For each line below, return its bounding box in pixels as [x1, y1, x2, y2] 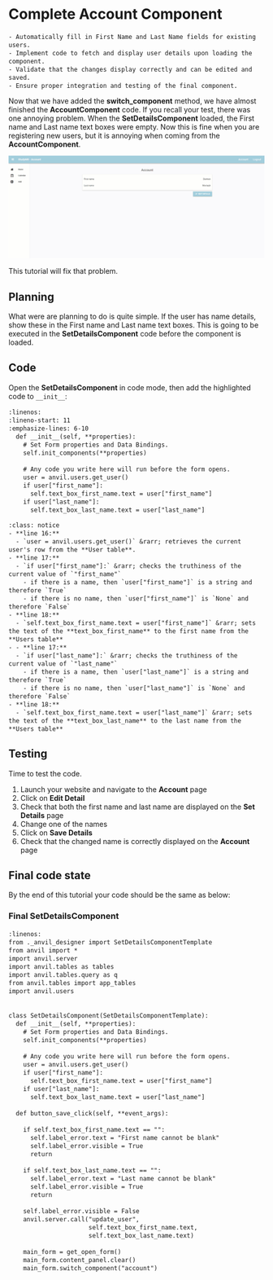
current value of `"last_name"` [8, 659, 118, 668]
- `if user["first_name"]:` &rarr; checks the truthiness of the [15, 561, 242, 570]
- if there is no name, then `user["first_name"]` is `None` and [23, 594, 249, 603]
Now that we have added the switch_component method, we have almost [8, 95, 257, 106]
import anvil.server [8, 954, 79, 962]
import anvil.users [8, 987, 75, 995]
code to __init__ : [8, 391, 67, 401]
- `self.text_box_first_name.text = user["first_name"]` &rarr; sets [15, 618, 256, 627]
